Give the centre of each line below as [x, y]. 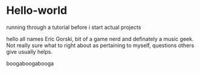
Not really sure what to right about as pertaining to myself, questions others [100, 45]
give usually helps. [29, 51]
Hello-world [37, 11]
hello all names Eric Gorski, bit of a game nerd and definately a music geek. [100, 39]
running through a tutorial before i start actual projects [74, 27]
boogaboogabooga [30, 63]
